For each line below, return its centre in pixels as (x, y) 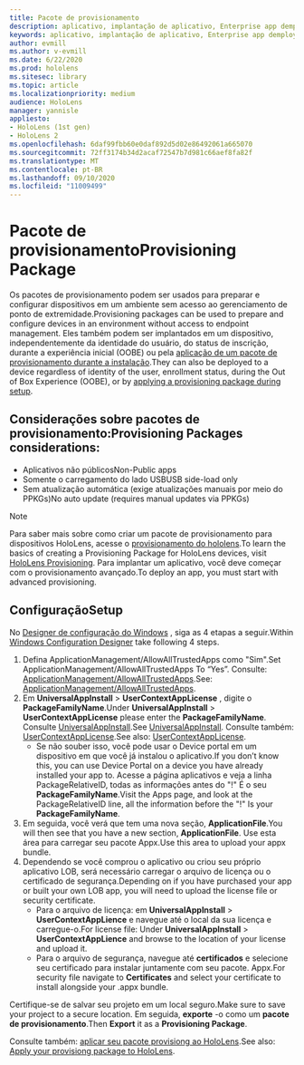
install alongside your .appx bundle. (102, 987)
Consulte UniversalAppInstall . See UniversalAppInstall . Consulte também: (158, 727)
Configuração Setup (66, 610)
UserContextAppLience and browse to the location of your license (161, 938)
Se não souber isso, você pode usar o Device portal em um (147, 746)
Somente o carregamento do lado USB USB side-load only (130, 479)
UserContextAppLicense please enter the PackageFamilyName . (144, 717)
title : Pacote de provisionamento (75, 18)
